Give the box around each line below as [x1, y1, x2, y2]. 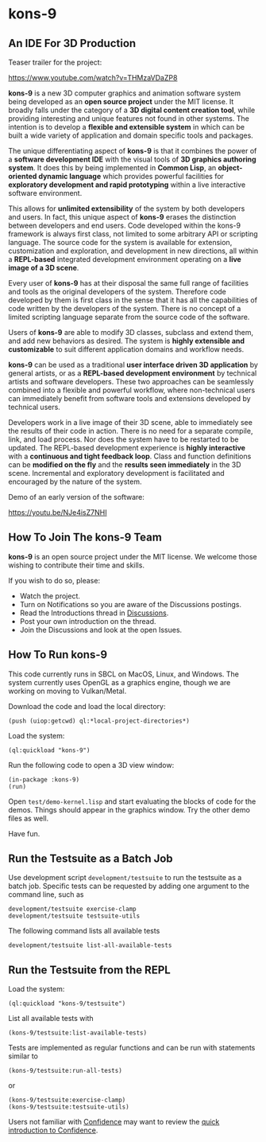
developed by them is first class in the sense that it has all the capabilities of [8, 295, 258, 305]
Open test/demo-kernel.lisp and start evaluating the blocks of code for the [8, 797, 256, 806]
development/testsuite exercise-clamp [8, 905, 137, 914]
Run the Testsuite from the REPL [8, 963, 171, 976]
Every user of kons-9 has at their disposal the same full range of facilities [8, 279, 249, 287]
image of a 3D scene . [8, 263, 79, 272]
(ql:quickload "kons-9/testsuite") [8, 1000, 126, 1008]
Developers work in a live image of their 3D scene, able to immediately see [8, 418, 253, 427]
